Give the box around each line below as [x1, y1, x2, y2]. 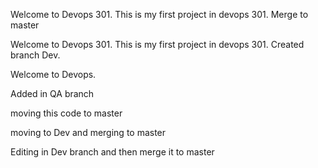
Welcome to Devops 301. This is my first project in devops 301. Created [10, 39, 305, 50]
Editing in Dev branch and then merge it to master [10, 146, 215, 158]
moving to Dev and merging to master [10, 127, 167, 138]
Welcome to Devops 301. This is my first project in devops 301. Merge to [10, 9, 309, 20]
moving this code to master [10, 107, 123, 119]
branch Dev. [10, 49, 61, 61]
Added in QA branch [10, 88, 95, 99]
